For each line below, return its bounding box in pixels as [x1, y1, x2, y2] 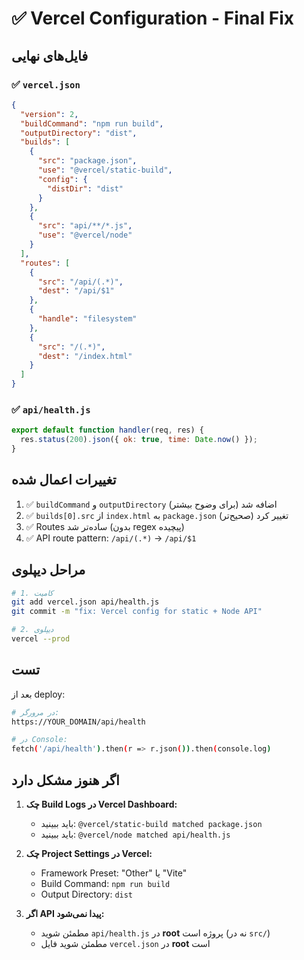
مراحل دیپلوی [11, 562, 86, 579]
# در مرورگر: [11, 707, 60, 717]
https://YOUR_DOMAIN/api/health [11, 717, 146, 727]
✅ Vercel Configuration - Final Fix [11, 7, 294, 30]
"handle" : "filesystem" [37, 314, 138, 324]
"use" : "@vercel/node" [37, 230, 133, 241]
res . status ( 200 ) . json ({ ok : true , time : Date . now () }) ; [20, 435, 258, 445]
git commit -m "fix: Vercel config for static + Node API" [11, 607, 263, 617]
